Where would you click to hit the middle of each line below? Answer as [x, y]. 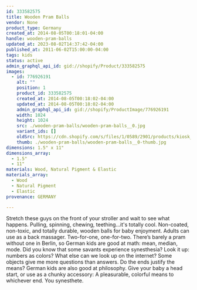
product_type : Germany [34, 28]
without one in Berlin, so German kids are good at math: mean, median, [92, 243]
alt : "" [26, 83]
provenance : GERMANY [31, 197]
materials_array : [27, 175]
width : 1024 [31, 115]
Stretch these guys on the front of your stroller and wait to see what [88, 219]
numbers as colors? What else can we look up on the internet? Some [89, 256]
